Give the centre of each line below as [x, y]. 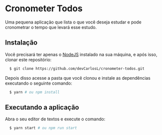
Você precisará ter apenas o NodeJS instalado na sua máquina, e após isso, [81, 54]
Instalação [21, 43]
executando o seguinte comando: [39, 83]
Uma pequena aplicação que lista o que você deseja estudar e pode [73, 22]
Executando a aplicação [42, 107]
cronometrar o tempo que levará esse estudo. [51, 27]
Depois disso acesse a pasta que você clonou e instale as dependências [78, 78]
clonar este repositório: [28, 60]
